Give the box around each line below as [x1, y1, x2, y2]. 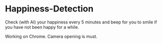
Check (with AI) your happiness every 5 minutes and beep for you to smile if [5, 19, 157, 25]
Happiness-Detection [5, 3, 94, 14]
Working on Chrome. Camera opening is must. [5, 33, 98, 39]
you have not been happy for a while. [5, 24, 79, 30]
